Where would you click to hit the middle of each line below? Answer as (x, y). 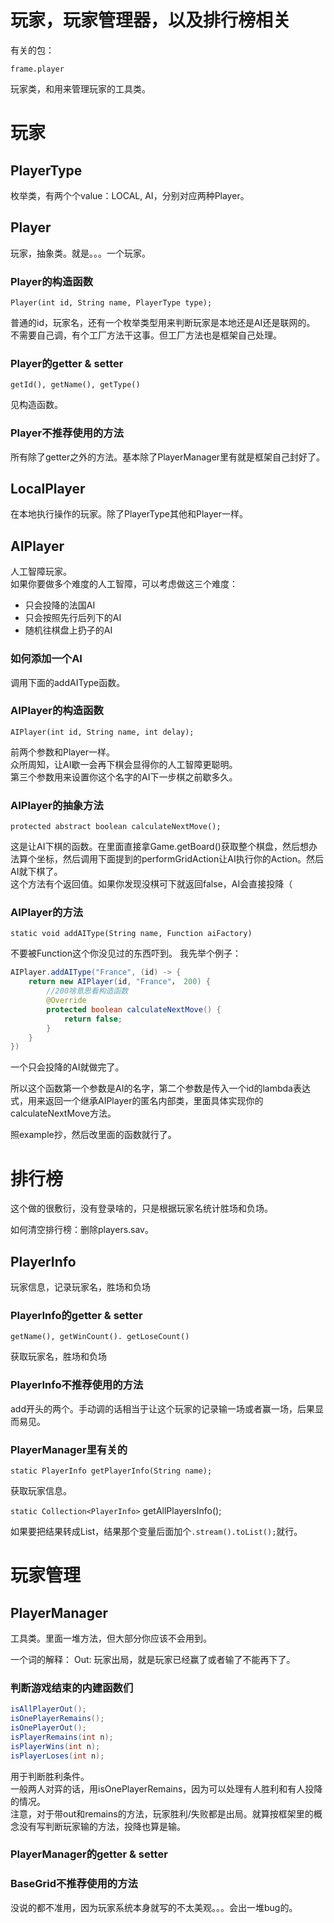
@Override (66, 1001)
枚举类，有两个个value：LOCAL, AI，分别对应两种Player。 (130, 195)
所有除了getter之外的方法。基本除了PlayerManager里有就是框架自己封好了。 (168, 457)
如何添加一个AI (46, 659)
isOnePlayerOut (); (48, 1728)
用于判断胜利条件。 (50, 1776)
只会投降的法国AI (60, 605)
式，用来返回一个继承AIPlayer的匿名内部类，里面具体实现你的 (137, 1101)
